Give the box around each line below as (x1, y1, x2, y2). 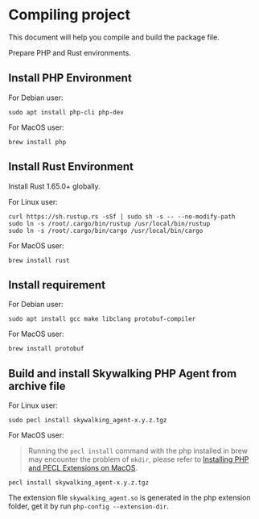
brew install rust (8, 256, 70, 264)
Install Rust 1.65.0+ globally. (8, 181, 101, 191)
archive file (8, 379, 66, 392)
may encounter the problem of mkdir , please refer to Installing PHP (27, 455, 249, 464)
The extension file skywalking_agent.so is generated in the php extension (8, 493, 251, 503)
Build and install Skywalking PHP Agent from (8, 367, 237, 380)
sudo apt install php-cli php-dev (8, 108, 125, 116)
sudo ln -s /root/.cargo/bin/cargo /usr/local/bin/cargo (8, 226, 203, 235)
